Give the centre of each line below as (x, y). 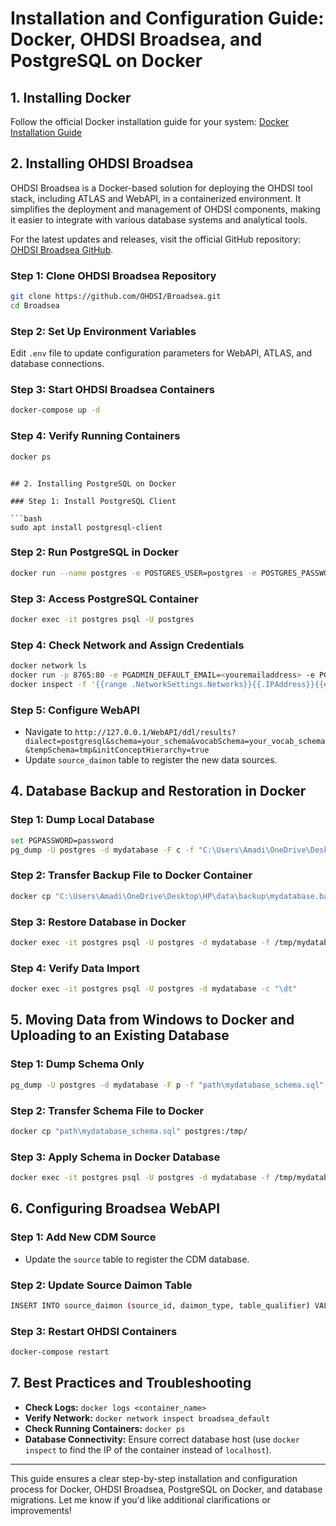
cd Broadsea (35, 305)
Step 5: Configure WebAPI (75, 710)
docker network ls (48, 666)
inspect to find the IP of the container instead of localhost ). (148, 1449)
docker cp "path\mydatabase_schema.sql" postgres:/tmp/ (129, 1131)
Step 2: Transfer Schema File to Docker (107, 1110)
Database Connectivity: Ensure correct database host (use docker (162, 1439)
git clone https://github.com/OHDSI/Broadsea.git (116, 297)
